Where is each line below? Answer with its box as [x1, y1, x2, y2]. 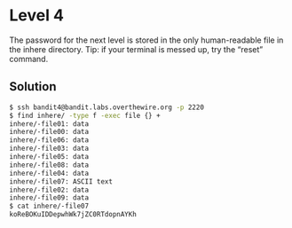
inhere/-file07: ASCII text [9, 177, 114, 186]
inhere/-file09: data [9, 193, 90, 202]
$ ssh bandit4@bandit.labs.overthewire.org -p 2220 [9, 103, 204, 112]
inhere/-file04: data [9, 169, 90, 177]
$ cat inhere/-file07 [9, 201, 90, 211]
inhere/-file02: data [9, 185, 90, 194]
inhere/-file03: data [9, 144, 90, 153]
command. [9, 53, 49, 64]
